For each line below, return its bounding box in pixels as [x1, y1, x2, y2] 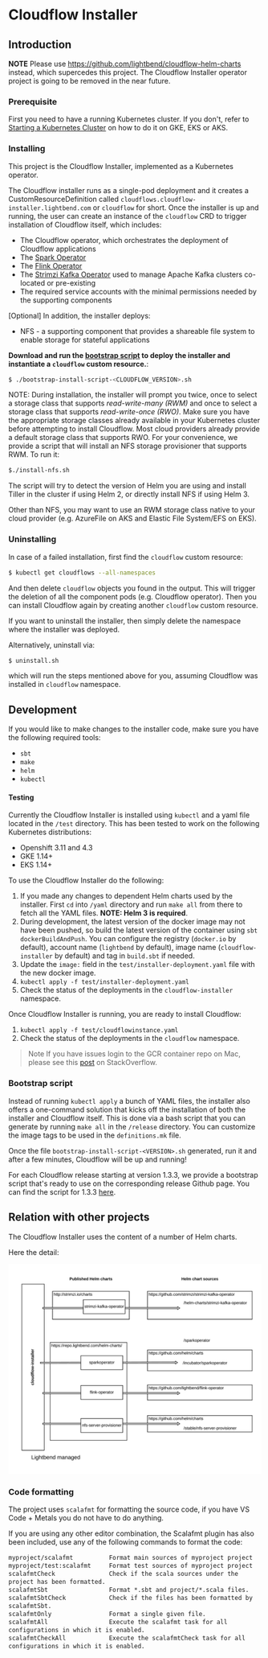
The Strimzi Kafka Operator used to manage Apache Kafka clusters [19, 269, 243, 279]
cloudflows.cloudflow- [120, 195, 197, 204]
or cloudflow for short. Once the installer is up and [92, 203, 259, 212]
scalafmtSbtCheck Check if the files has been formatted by [8, 1594, 253, 1602]
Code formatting [8, 1486, 75, 1497]
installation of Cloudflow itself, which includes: [8, 220, 162, 229]
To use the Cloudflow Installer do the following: [8, 875, 164, 886]
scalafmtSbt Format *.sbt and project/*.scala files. [8, 1586, 250, 1594]
